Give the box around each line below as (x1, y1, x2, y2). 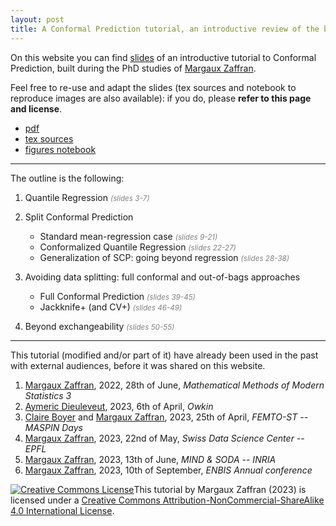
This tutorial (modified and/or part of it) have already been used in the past (10, 349, 319, 361)
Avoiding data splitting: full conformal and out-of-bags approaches (24, 271, 301, 283)
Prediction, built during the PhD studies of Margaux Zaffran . (10, 62, 257, 74)
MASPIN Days (24, 421, 83, 433)
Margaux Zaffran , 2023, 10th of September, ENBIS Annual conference (24, 464, 313, 476)
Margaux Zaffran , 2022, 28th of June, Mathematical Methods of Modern (24, 379, 325, 391)
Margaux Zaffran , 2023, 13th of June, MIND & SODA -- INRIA (24, 453, 277, 465)
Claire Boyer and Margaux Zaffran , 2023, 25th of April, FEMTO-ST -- (24, 411, 309, 423)
